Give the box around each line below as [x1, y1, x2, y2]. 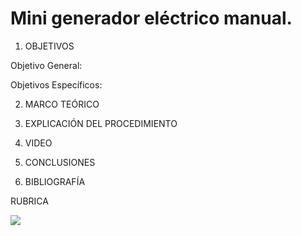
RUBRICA [10, 195, 49, 207]
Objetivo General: [10, 59, 83, 71]
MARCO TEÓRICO [24, 98, 100, 110]
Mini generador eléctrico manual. [10, 7, 293, 30]
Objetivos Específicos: [10, 78, 103, 91]
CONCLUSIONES [24, 156, 96, 168]
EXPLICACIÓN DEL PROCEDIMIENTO [24, 117, 178, 129]
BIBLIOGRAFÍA [24, 175, 86, 187]
